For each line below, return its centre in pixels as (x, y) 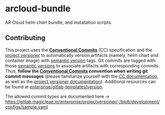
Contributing (25, 38)
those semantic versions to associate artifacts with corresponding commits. (82, 65)
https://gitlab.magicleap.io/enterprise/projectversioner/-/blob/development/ (82, 102)
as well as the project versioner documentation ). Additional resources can (81, 81)
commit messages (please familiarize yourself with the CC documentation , (82, 76)
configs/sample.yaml (27, 107)
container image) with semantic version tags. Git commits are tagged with (81, 60)
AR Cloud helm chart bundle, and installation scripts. (59, 22)
